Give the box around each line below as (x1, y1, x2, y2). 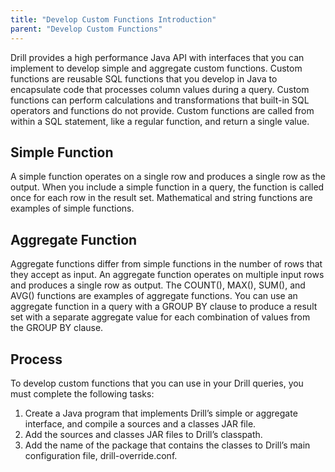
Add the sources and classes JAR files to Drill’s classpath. (24, 428, 263, 440)
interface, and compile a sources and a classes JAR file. (24, 417, 257, 430)
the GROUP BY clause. (10, 322, 104, 334)
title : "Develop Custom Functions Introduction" (10, 14, 217, 25)
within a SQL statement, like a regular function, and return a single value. (10, 115, 310, 127)
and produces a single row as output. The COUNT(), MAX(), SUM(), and (10, 279, 306, 291)
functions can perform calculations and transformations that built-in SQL (10, 94, 310, 106)
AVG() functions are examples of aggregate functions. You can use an (10, 290, 298, 302)
